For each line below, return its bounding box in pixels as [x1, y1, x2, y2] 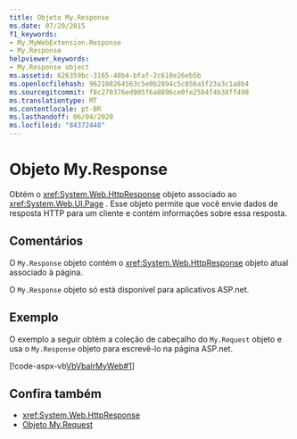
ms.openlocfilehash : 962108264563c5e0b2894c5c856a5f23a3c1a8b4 [9, 79, 250, 88]
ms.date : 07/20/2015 [9, 21, 87, 30]
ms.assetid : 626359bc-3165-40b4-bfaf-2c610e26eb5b [9, 71, 202, 80]
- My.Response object [9, 63, 90, 72]
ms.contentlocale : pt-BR [9, 104, 102, 113]
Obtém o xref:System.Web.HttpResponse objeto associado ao [9, 188, 237, 199]
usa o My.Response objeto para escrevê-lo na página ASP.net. [9, 343, 234, 353]
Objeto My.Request [21, 419, 94, 430]
